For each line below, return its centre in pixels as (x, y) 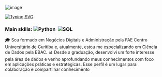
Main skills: (19, 29)
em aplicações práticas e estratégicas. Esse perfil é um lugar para (71, 64)
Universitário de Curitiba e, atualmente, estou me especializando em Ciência (81, 47)
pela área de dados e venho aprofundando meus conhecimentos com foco (79, 59)
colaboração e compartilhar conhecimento (47, 69)
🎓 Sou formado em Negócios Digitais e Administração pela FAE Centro (76, 40)
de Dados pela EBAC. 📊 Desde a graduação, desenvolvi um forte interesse (80, 52)
